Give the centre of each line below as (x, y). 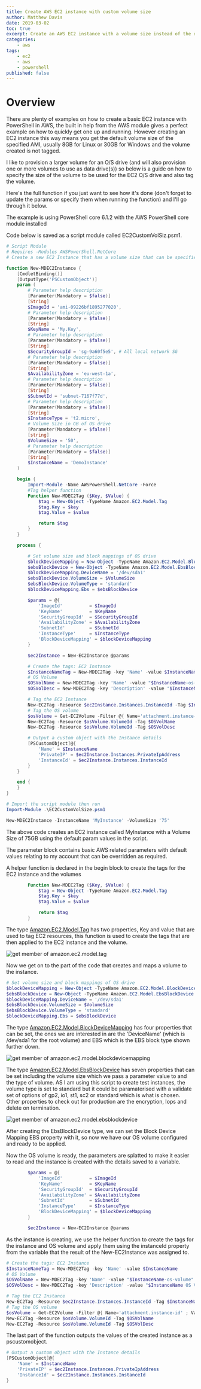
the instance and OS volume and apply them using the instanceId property (98, 1245)
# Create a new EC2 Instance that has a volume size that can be (89, 257)
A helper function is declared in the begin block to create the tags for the (96, 867)
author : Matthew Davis (34, 17)
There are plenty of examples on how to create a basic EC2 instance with (97, 119)
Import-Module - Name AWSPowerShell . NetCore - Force (92, 485)
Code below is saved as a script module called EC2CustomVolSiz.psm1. (94, 235)
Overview (31, 103)
